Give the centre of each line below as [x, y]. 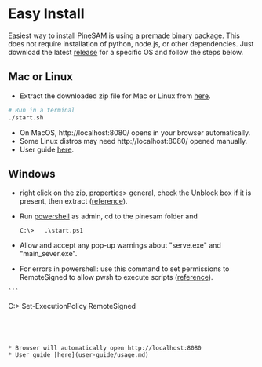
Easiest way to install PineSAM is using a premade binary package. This [124, 35]
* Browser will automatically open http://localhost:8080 [105, 348]
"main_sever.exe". [48, 254]
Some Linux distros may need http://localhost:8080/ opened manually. [133, 141]
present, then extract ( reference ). [73, 201]
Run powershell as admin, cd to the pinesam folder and [109, 216]
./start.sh [26, 117]
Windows [32, 174]
